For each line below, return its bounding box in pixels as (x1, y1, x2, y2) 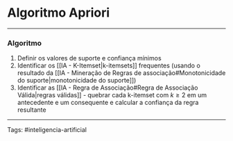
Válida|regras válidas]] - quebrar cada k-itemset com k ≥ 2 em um (17, 91, 207, 99)
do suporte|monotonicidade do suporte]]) (17, 76, 137, 85)
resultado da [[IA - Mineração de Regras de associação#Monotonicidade (17, 69, 226, 77)
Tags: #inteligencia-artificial (7, 126, 87, 134)
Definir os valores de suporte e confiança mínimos (17, 54, 162, 63)
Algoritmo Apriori (7, 5, 110, 21)
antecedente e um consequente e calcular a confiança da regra (17, 99, 199, 107)
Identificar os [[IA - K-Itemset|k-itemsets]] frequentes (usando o (17, 61, 201, 70)
